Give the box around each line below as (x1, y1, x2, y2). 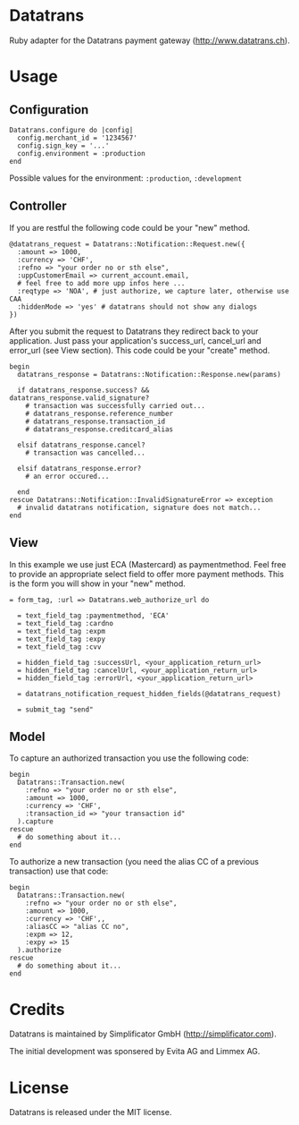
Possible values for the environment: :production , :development (9, 172, 243, 183)
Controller (9, 199, 67, 214)
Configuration (9, 102, 89, 117)
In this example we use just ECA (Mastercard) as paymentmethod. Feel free (9, 558, 287, 569)
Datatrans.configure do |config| (9, 125, 134, 134)
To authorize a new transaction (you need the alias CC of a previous (9, 857, 260, 867)
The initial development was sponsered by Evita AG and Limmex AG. (9, 1046, 261, 1057)
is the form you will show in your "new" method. (9, 578, 186, 589)
